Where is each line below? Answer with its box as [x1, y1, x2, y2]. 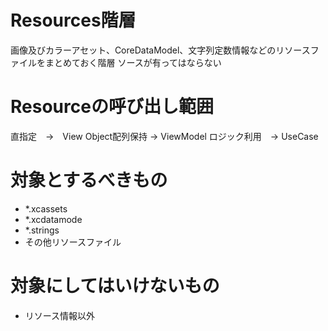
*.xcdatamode [24, 213, 83, 225]
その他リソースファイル [24, 236, 122, 248]
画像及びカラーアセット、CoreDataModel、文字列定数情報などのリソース [10, 44, 311, 56]
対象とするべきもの [10, 169, 168, 192]
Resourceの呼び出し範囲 [10, 96, 214, 118]
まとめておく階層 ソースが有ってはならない [44, 56, 222, 68]
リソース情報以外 [24, 309, 96, 321]
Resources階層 [10, 9, 137, 32]
